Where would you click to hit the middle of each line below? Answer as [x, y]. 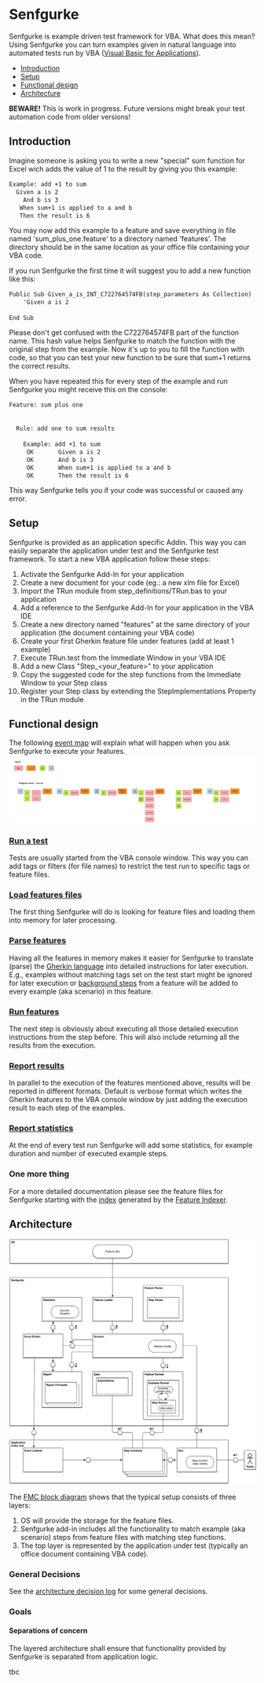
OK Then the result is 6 [77, 476]
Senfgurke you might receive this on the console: [88, 389]
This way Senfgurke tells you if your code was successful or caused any [126, 490]
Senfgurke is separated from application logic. [84, 1656]
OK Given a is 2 [64, 452]
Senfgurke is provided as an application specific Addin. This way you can [128, 542]
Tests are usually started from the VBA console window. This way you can [129, 858]
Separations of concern [48, 1630]
